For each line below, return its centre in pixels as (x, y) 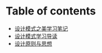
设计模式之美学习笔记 (41, 28)
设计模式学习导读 (36, 36)
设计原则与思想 (33, 43)
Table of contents (51, 11)
